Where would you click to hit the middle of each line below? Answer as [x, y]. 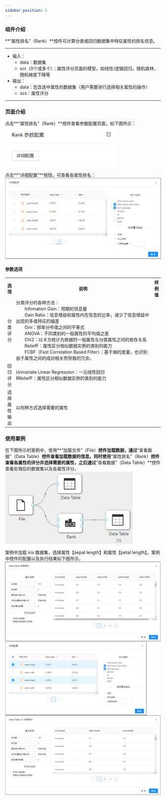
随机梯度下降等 [35, 75]
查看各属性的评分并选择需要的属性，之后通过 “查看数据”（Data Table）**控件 [83, 463]
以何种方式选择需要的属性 [42, 408]
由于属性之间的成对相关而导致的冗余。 [55, 358]
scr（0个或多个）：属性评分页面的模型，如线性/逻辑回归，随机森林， [89, 68]
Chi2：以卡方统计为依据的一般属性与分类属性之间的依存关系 [85, 339]
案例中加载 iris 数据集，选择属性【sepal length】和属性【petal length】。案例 [83, 552]
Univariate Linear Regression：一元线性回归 [61, 372]
